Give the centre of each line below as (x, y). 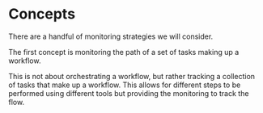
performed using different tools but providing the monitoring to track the (129, 93)
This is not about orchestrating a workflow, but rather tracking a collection (132, 76)
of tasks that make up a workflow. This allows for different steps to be (125, 85)
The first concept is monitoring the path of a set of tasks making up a (124, 52)
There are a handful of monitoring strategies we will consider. (111, 36)
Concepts (42, 14)
